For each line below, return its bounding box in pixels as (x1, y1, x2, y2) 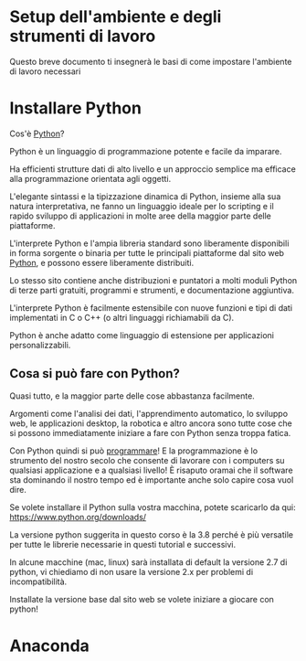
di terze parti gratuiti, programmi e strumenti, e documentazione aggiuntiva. (9, 284, 295, 295)
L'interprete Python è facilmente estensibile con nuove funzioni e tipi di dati (9, 302, 293, 313)
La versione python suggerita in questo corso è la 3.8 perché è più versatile (9, 528, 294, 540)
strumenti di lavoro (9, 26, 156, 47)
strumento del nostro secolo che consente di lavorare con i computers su (9, 454, 285, 465)
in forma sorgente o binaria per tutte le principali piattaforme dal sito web (9, 247, 285, 258)
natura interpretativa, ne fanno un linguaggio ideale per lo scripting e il (9, 200, 274, 211)
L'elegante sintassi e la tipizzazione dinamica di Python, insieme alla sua (9, 190, 281, 202)
